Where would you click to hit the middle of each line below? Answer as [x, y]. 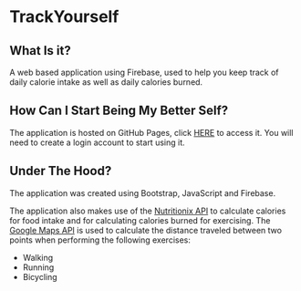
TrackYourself [64, 17]
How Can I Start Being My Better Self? [119, 111]
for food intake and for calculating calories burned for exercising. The [140, 220]
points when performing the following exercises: [100, 240]
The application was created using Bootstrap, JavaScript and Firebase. [143, 192]
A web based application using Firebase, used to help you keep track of [145, 72]
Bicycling [40, 276]
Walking [38, 257]
